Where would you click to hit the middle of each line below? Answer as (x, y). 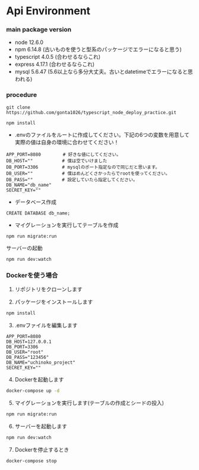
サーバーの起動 (24, 248)
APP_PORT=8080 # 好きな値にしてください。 (64, 154)
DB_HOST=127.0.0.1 (29, 342)
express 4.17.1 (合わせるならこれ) (55, 64)
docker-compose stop (32, 461)
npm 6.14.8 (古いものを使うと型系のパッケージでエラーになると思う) (98, 49)
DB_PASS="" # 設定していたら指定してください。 (72, 179)
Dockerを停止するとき (42, 449)
